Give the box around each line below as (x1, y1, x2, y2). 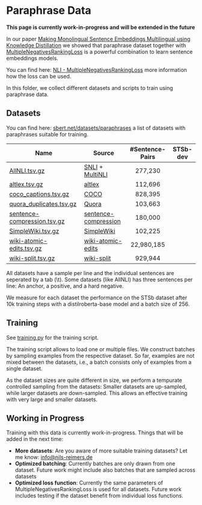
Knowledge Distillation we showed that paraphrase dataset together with (6, 42, 186, 49)
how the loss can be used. (6, 72, 72, 80)
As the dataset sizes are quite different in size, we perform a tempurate (6, 376, 182, 384)
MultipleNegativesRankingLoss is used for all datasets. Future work (14, 486, 182, 493)
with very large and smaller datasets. (6, 396, 98, 403)
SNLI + (84, 162, 103, 171)
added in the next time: (6, 436, 64, 443)
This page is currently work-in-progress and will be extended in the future (6, 24, 195, 31)
